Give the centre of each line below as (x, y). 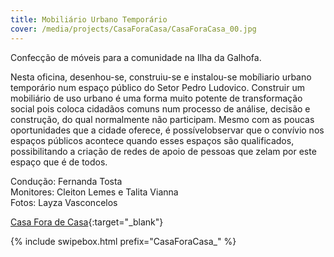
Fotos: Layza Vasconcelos (64, 202)
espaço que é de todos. (59, 162)
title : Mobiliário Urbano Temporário (89, 19)
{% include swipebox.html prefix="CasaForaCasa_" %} (123, 241)
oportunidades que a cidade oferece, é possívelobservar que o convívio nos (167, 130)
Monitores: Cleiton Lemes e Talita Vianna (94, 192)
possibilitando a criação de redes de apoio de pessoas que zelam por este (163, 151)
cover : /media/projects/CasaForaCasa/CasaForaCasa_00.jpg (133, 29)
